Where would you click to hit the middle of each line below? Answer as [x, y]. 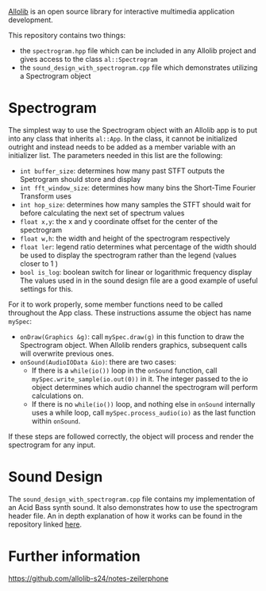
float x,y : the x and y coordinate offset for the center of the [119, 221]
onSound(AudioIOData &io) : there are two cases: [98, 361]
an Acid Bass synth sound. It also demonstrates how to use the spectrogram [133, 507]
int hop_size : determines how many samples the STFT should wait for [135, 204]
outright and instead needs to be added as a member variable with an [122, 147]
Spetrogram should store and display [80, 179]
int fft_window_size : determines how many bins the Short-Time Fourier [138, 187]
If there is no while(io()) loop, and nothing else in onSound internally [143, 404]
